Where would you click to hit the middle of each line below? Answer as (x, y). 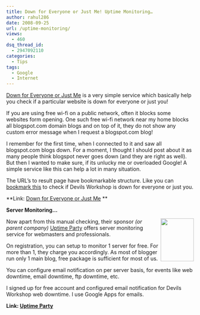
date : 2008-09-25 (28, 23)
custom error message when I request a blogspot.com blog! (79, 132)
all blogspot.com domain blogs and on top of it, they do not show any (91, 126)
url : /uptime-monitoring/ (38, 28)
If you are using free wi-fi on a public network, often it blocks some (89, 113)
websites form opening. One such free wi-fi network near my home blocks (98, 119)
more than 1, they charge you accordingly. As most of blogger (82, 252)
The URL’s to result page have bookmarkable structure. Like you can (90, 181)
